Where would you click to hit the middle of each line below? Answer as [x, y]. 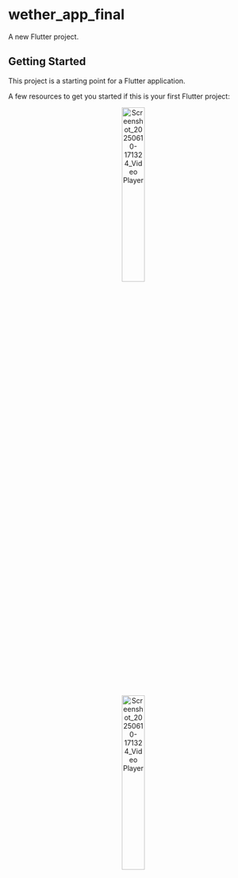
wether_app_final [67, 15]
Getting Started [47, 62]
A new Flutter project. [44, 37]
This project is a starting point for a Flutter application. [97, 80]
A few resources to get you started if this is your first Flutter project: [119, 96]
